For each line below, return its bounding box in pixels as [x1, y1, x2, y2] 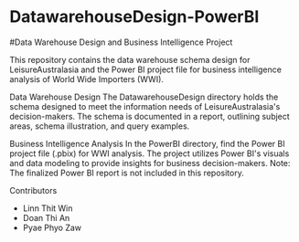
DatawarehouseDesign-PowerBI [9, 6, 260, 27]
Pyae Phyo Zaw [22, 222, 82, 233]
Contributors [9, 184, 58, 195]
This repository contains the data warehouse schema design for [9, 54, 251, 65]
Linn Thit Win [22, 203, 73, 214]
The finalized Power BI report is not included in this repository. [9, 167, 244, 178]
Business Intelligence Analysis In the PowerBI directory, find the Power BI [9, 138, 285, 149]
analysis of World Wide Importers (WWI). [9, 73, 165, 84]
